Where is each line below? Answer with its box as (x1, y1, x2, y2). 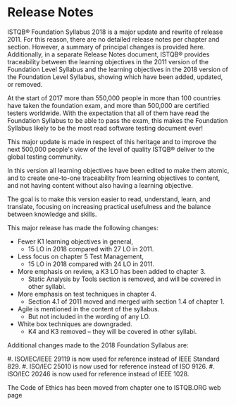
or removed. (7, 80, 43, 88)
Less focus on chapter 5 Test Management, (17, 252, 144, 261)
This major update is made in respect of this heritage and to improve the (7, 137, 217, 145)
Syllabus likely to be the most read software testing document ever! (7, 124, 203, 132)
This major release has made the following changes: (7, 223, 159, 232)
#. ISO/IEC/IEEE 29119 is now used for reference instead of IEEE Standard (7, 354, 220, 363)
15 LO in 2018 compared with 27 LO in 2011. (27, 244, 154, 253)
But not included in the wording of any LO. (27, 312, 151, 321)
